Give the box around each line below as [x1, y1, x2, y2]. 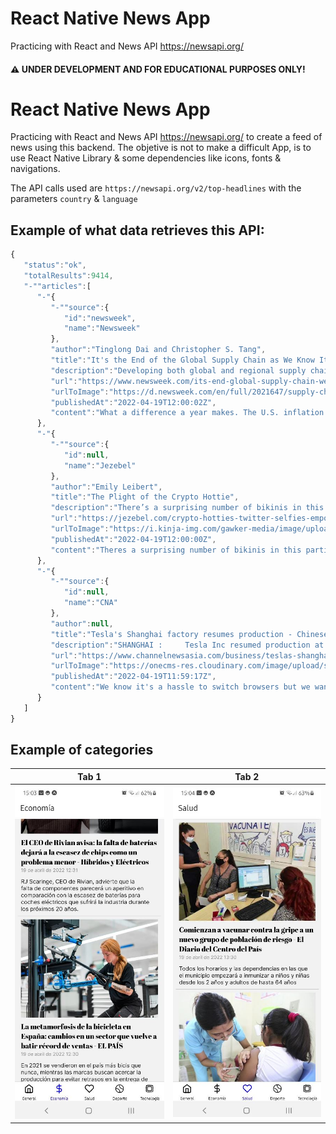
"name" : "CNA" [63, 598, 118, 608]
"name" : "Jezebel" [63, 460, 137, 471]
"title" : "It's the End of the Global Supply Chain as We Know [50, 355, 315, 366]
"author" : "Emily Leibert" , [50, 482, 163, 492]
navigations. [10, 163, 61, 175]
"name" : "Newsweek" [63, 323, 141, 334]
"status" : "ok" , [23, 260, 87, 271]
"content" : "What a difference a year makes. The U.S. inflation [50, 408, 325, 418]
